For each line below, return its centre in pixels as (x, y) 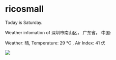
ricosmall (25, 9)
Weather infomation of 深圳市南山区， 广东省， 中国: (58, 32)
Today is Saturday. (24, 22)
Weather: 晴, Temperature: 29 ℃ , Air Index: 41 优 (55, 43)
